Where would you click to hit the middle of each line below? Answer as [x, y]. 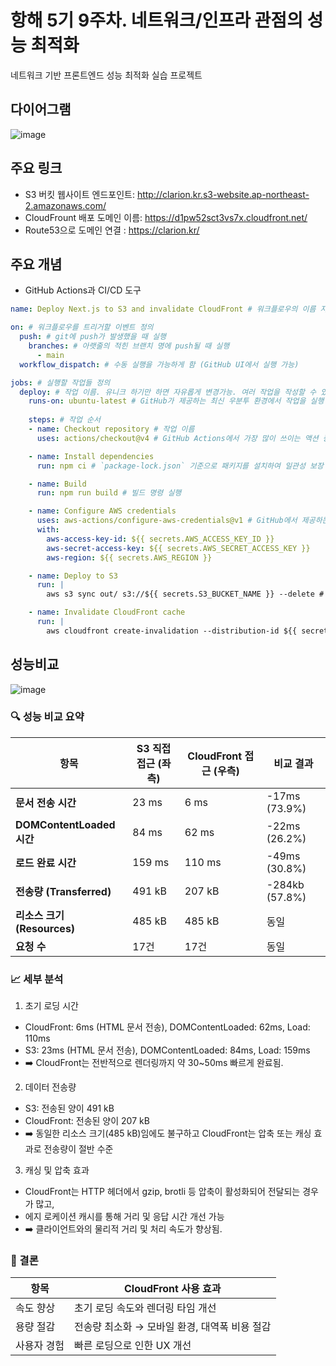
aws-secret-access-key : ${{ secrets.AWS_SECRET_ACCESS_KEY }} [178, 548]
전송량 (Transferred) [63, 891]
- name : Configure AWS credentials [102, 511]
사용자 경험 [40, 1346]
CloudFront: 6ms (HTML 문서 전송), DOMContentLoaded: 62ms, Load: [167, 1027]
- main [50, 355]
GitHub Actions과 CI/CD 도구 [83, 290]
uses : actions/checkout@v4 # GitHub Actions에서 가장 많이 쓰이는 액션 [177, 438]
